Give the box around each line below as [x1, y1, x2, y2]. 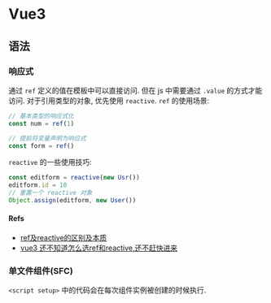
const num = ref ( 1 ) [8, 119, 75, 128]
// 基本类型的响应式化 [8, 111, 75, 120]
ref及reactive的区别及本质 [20, 233, 107, 243]
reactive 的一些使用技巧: [8, 158, 92, 167]
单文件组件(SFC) [8, 266, 73, 276]
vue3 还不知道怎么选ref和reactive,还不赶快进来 [20, 243, 178, 253]
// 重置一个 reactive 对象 [8, 188, 93, 197]
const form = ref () [8, 141, 75, 150]
